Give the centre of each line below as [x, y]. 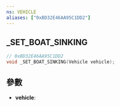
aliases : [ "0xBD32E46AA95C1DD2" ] [48, 18]
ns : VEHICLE [21, 12]
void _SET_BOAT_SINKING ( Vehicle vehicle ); [61, 62]
